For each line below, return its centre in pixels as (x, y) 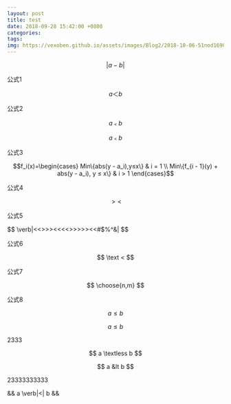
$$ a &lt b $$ (115, 366)
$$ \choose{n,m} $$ (115, 285)
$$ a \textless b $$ (115, 353)
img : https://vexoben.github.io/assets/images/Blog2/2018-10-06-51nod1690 (117, 45)
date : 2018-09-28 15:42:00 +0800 (55, 26)
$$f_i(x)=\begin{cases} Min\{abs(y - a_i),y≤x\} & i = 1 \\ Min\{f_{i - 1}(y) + (115, 166)
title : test (24, 20)
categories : (24, 33)
